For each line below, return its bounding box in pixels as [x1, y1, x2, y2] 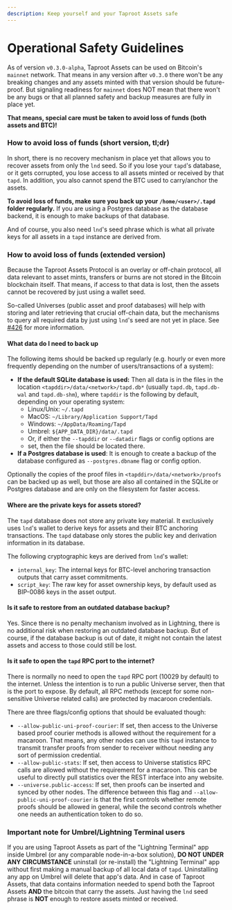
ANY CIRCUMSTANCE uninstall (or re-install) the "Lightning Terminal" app [7, 858, 220, 866]
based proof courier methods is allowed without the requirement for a [17, 729, 216, 737]
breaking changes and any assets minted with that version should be [7, 78, 204, 86]
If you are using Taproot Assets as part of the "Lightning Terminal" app [7, 843, 209, 852]
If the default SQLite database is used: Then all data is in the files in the [17, 376, 224, 384]
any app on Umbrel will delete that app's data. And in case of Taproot [7, 872, 205, 881]
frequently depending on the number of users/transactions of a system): [7, 362, 214, 370]
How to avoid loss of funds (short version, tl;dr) [7, 138, 170, 148]
